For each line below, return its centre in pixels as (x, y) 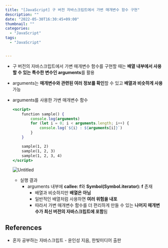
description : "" (22, 15)
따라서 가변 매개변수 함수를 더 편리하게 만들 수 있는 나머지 (91, 205)
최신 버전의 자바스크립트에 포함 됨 (76, 211)
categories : (17, 29)
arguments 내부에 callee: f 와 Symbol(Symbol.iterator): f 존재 (90, 186)
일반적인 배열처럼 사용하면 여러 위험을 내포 (76, 199)
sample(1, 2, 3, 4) (42, 156)
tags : (11, 38)
